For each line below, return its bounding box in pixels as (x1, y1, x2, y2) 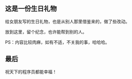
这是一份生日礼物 (5, 4, 57, 13)
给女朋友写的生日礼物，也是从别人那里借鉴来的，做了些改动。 (5, 19, 130, 24)
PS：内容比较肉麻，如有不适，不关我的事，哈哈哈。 (5, 39, 109, 45)
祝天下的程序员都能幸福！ (5, 69, 57, 75)
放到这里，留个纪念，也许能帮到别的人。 (5, 29, 87, 35)
